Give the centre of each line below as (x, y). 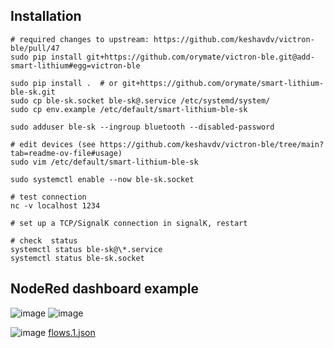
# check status (44, 240)
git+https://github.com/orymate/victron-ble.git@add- (200, 57)
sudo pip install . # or (64, 83)
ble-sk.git (33, 92)
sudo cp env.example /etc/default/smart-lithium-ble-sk (129, 109)
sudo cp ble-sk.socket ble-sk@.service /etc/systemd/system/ (140, 100)
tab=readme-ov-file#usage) (66, 153)
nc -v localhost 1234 (55, 205)
